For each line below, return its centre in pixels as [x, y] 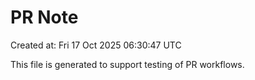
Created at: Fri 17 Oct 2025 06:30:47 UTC [96, 45]
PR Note [44, 17]
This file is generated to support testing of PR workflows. [127, 64]
